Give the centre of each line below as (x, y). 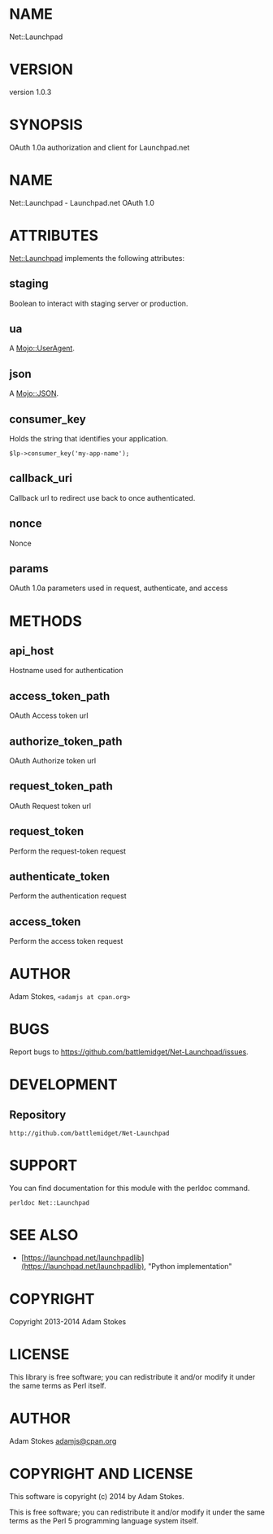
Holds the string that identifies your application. (89, 438)
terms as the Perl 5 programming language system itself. (104, 1520)
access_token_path (60, 696)
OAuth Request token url (50, 806)
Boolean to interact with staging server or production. (99, 303)
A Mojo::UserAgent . (42, 348)
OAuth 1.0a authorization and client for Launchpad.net (100, 147)
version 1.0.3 (30, 92)
